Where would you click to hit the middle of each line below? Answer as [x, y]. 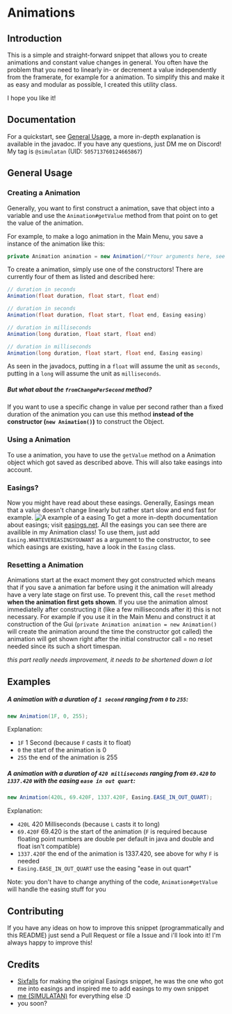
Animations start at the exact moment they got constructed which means [111, 580]
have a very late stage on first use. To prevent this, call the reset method [111, 595]
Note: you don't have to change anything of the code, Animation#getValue [113, 882]
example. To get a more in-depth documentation [113, 517]
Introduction [35, 39]
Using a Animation [39, 440]
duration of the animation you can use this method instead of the [100, 414]
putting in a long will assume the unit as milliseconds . [84, 373]
